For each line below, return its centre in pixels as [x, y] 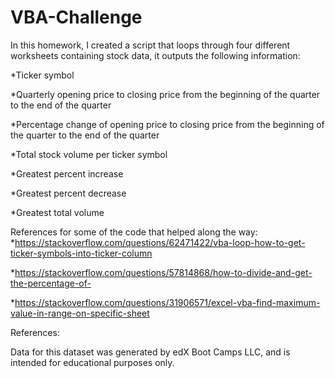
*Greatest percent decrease [68, 193]
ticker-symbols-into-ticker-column [81, 253]
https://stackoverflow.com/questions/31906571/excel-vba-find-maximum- [167, 302]
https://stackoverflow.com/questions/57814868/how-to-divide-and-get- [163, 272]
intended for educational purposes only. [92, 362]
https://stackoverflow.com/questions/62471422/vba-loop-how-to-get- [160, 242]
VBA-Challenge [76, 17]
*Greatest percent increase [67, 173]
